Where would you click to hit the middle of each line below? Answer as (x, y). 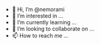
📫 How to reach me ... (40, 36)
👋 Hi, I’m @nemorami (38, 9)
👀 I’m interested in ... (38, 16)
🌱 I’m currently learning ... (44, 22)
